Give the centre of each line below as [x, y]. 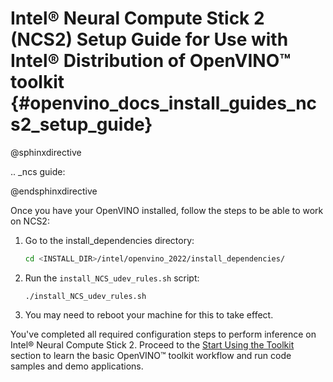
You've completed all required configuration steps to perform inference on [163, 334]
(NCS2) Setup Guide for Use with [149, 39]
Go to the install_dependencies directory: [109, 240]
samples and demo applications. [77, 366]
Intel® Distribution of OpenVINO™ [151, 61]
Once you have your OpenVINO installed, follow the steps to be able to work [167, 210]
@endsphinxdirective [54, 191]
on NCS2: [30, 221]
